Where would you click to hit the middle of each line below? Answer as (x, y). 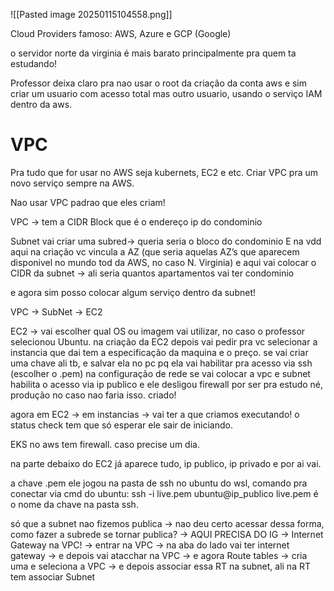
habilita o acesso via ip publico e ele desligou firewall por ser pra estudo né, (167, 384)
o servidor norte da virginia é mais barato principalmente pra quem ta (153, 53)
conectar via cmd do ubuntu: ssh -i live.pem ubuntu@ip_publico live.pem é (164, 493)
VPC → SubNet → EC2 (56, 311)
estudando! (34, 63)
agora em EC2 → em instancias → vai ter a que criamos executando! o (155, 414)
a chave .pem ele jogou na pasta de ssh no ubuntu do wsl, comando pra (159, 483)
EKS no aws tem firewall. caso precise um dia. (105, 444)
